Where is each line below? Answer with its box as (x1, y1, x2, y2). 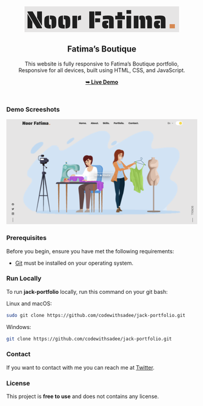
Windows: (6, 323, 32, 330)
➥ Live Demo (85, 78, 119, 85)
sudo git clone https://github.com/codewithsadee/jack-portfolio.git (6, 312, 186, 318)
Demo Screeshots (6, 105, 60, 113)
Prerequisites (6, 234, 47, 242)
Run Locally (6, 275, 42, 283)
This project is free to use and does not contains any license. (6, 393, 159, 400)
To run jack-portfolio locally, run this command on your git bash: (6, 288, 168, 295)
